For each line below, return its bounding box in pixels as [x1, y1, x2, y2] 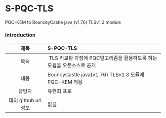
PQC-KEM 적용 [47, 79, 83, 86]
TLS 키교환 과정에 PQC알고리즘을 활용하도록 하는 [48, 55, 157, 61]
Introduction [5, 31, 36, 38]
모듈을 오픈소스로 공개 [47, 62, 96, 69]
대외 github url [9, 97, 42, 104]
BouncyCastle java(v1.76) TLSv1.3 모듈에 [47, 71, 144, 78]
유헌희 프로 [47, 88, 72, 95]
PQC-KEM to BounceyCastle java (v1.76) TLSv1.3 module [5, 19, 121, 25]
